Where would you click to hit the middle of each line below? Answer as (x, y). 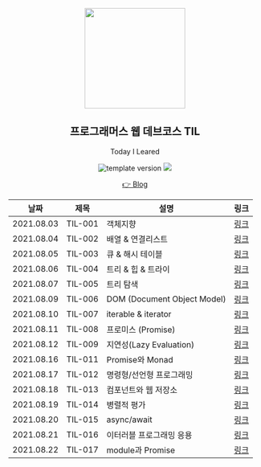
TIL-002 (82, 239)
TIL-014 (82, 404)
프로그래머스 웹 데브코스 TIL (135, 131)
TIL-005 (82, 284)
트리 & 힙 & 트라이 (138, 269)
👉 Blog (135, 184)
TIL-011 (82, 359)
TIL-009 (82, 344)
